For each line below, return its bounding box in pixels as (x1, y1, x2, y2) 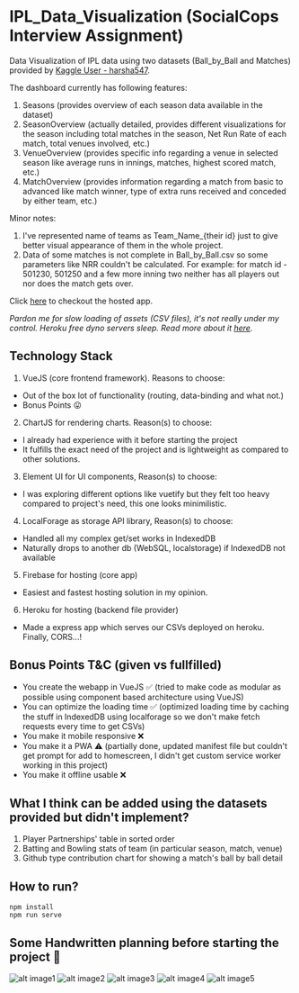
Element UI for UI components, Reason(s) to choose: (22, 471, 217, 482)
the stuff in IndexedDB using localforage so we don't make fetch (22, 711, 260, 722)
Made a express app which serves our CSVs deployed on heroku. (22, 621, 265, 632)
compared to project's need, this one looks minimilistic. (22, 498, 227, 509)
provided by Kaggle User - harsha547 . (9, 65, 151, 76)
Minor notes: (9, 212, 57, 223)
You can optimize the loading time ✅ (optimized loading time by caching (22, 700, 290, 712)
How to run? (9, 879, 79, 894)
